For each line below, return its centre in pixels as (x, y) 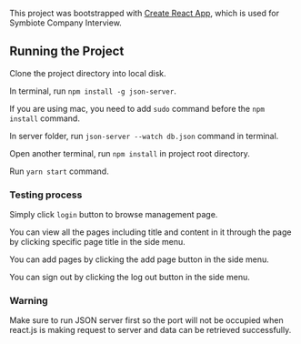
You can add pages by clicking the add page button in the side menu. (140, 259)
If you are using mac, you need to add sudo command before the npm (137, 108)
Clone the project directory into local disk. (88, 73)
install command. (45, 118)
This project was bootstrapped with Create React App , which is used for (145, 13)
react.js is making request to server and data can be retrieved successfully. (150, 330)
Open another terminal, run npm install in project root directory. (130, 153)
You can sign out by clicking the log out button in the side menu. (130, 278)
